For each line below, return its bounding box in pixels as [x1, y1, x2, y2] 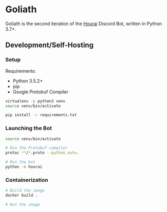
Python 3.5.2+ [12, 78, 43, 84]
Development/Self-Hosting [5, 41, 94, 50]
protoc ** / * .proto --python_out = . [5, 150, 80, 156]
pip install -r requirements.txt [5, 113, 77, 118]
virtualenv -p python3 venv [5, 98, 66, 103]
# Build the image [5, 188, 45, 193]
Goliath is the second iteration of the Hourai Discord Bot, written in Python [5, 20, 162, 27]
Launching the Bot [5, 124, 52, 132]
